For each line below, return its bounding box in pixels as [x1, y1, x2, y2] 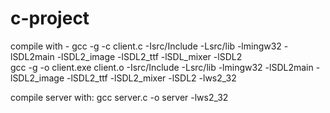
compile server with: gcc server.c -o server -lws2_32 [10, 91, 229, 103]
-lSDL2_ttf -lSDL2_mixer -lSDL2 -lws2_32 [66, 72, 237, 84]
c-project [10, 7, 90, 30]
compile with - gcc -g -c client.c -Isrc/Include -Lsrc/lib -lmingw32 [10, 40, 282, 52]
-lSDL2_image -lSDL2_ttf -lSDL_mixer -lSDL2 [56, 50, 243, 62]
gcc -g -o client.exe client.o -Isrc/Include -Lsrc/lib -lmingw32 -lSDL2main [10, 61, 314, 73]
